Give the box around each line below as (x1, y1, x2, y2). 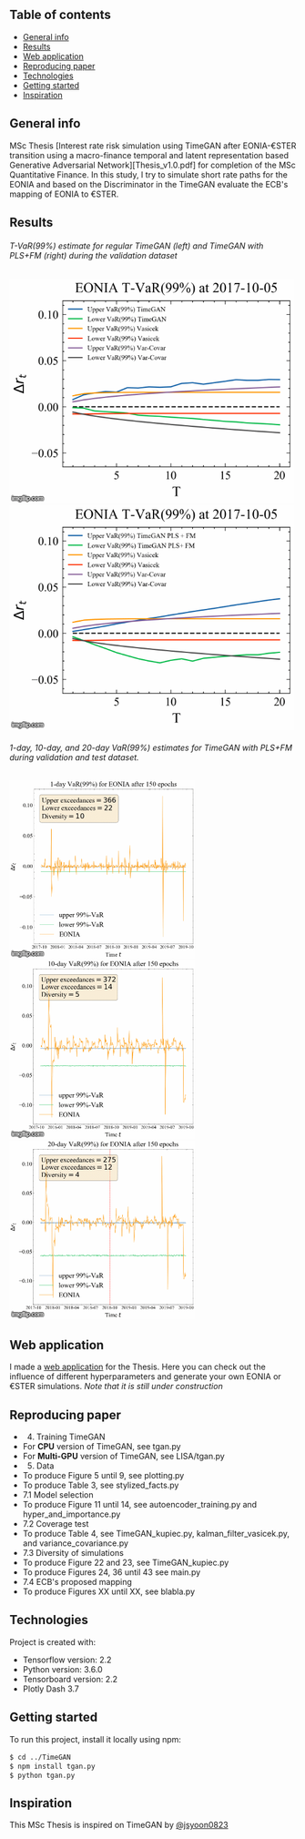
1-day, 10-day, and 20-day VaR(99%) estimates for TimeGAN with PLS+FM (9, 742, 293, 753)
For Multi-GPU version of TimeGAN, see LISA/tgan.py (22, 1451, 225, 1462)
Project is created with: (9, 1636, 97, 1647)
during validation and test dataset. (9, 751, 139, 763)
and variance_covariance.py (22, 1538, 129, 1549)
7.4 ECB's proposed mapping (22, 1577, 132, 1588)
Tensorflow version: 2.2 (22, 1654, 112, 1665)
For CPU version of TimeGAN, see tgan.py (22, 1441, 181, 1452)
